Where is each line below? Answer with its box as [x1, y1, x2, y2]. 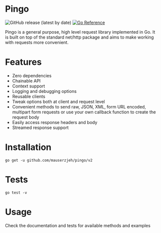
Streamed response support [12, 125, 69, 130]
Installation [5, 142, 52, 153]
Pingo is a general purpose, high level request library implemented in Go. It [5, 29, 155, 35]
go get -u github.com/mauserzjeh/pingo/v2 [5, 158, 93, 163]
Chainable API [12, 78, 41, 84]
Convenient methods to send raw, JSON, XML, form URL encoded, [12, 104, 146, 109]
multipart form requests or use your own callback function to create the [12, 109, 156, 115]
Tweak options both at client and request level [12, 99, 105, 105]
